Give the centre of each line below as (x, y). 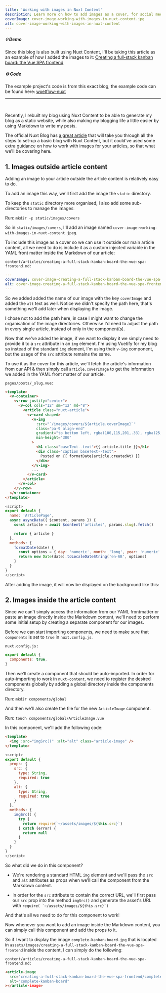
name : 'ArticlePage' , (32, 516)
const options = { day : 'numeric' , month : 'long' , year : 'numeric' (89, 552)
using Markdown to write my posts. (41, 126)
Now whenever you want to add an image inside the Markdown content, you (83, 924)
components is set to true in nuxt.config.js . (49, 637)
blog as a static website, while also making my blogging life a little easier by (82, 121)
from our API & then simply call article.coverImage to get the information (80, 369)
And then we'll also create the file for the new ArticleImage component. (78, 709)
